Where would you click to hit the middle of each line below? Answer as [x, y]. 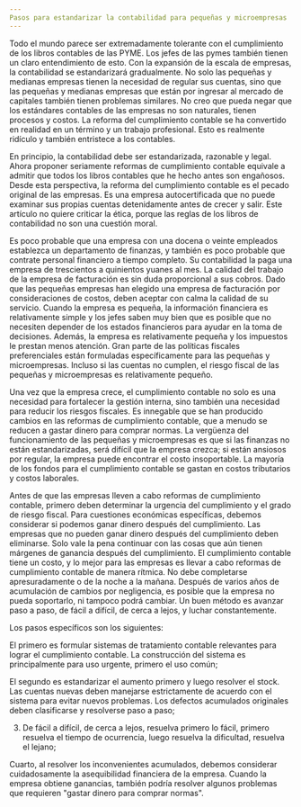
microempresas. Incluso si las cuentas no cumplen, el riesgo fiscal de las [145, 364]
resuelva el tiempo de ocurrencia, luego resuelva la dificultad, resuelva [153, 737]
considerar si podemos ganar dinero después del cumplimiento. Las [135, 524]
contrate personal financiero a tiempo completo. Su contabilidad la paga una [151, 260]
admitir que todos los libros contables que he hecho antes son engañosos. [147, 175]
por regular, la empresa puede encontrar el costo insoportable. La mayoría [147, 459]
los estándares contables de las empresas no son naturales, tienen [133, 110]
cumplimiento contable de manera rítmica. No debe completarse [128, 571]
